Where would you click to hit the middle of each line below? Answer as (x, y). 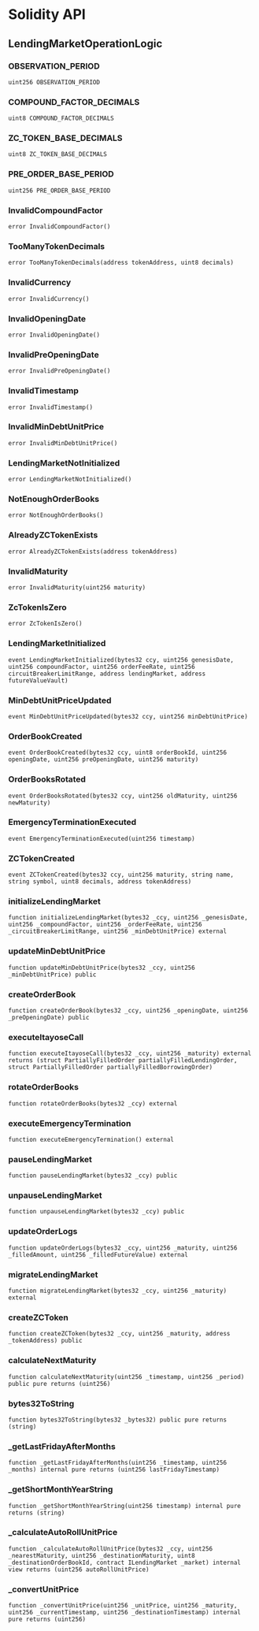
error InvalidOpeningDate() (54, 335)
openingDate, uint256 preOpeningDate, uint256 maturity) (104, 760)
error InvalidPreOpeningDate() (59, 371)
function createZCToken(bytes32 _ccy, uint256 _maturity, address (119, 1334)
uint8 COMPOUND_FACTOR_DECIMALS (61, 119)
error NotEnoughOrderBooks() (56, 515)
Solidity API (47, 15)
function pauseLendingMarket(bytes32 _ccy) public (93, 1176)
